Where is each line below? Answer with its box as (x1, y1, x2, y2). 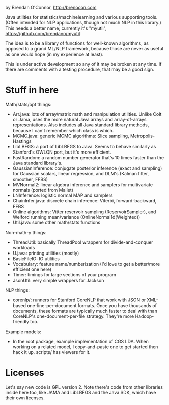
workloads (12, 244, 35, 250)
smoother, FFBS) (12, 176, 48, 182)
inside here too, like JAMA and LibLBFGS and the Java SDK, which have (5, 389, 156, 395)
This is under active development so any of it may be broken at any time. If (5, 61, 162, 67)
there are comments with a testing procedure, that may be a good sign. (5, 66, 154, 72)
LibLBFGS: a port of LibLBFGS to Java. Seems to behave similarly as (12, 143, 156, 149)
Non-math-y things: (5, 229, 47, 235)
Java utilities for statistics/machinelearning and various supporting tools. (5, 14, 158, 20)
